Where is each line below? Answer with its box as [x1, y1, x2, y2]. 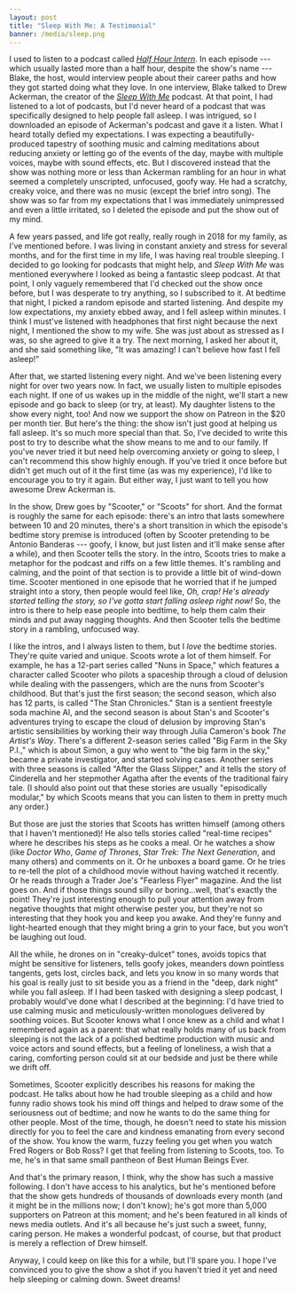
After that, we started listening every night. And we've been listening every [9, 371, 282, 382]
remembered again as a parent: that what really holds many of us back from [9, 1024, 286, 1035]
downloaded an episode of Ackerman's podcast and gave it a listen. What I [9, 120, 284, 130]
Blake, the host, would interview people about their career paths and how [9, 73, 277, 83]
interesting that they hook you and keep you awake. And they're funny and [9, 913, 282, 924]
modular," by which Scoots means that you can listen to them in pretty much [9, 792, 288, 803]
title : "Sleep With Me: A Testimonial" [9, 21, 157, 30]
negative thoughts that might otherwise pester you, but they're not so [9, 903, 263, 914]
